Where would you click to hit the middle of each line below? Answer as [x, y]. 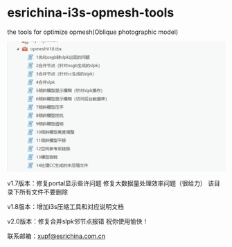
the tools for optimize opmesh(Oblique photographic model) [93, 32]
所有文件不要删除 [43, 192]
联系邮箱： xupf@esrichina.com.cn [56, 236]
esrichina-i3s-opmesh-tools [91, 13]
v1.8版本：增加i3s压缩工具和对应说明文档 [66, 207]
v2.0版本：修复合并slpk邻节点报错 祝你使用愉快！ [78, 221]
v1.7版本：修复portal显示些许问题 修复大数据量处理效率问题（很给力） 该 [111, 183]
